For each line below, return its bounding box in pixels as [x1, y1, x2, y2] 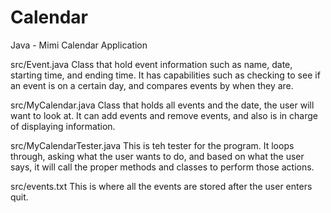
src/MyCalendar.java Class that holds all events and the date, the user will [10, 99, 315, 111]
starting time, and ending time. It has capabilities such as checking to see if [10, 69, 321, 81]
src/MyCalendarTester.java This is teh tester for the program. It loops [10, 139, 295, 151]
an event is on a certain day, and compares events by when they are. [10, 79, 294, 91]
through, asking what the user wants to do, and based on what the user [10, 150, 305, 162]
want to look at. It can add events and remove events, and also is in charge [10, 109, 318, 121]
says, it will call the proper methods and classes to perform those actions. [10, 161, 315, 173]
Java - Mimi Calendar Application [10, 39, 148, 51]
